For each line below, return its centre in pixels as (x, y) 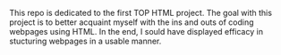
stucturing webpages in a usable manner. (85, 41)
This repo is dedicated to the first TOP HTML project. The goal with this (141, 13)
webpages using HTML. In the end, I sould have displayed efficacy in (136, 31)
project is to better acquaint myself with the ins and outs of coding (132, 22)
